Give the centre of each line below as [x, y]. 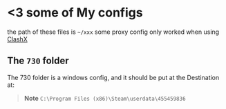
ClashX [17, 39]
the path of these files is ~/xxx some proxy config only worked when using [113, 32]
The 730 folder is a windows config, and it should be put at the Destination [113, 77]
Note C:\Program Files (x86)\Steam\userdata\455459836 [105, 98]
